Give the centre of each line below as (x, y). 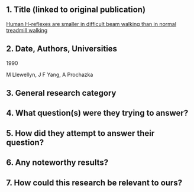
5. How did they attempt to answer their (80, 133)
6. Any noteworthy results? (57, 163)
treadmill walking (27, 30)
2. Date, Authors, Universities (62, 49)
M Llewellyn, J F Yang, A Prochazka (50, 74)
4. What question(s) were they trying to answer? (97, 113)
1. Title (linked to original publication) (76, 10)
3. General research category (61, 93)
